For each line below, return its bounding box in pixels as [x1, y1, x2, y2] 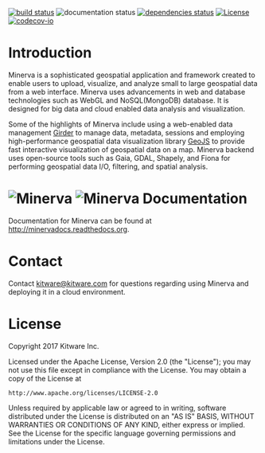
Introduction [8, 44, 92, 62]
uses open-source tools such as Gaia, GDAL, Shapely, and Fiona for [8, 153, 231, 162]
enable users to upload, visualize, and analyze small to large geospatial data [8, 78, 258, 88]
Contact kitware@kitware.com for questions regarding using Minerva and [8, 279, 249, 288]
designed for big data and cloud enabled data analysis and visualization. [8, 103, 245, 113]
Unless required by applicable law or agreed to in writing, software [8, 403, 227, 412]
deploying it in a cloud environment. [8, 287, 126, 296]
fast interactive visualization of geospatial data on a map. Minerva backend [8, 144, 255, 154]
